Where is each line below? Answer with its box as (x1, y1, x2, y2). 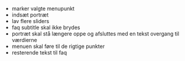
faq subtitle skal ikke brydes (11, 24, 80, 31)
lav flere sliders (11, 18, 50, 24)
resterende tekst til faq (11, 49, 67, 56)
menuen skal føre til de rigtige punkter (11, 43, 105, 50)
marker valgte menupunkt (11, 5, 75, 12)
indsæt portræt (11, 11, 49, 18)
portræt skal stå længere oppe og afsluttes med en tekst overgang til (11, 30, 179, 37)
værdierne (11, 37, 37, 43)
